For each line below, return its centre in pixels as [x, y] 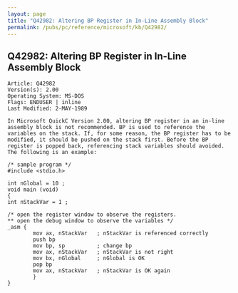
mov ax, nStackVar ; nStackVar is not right [103, 252]
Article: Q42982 [31, 84]
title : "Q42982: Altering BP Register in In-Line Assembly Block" [108, 21]
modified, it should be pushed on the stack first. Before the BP [108, 140]
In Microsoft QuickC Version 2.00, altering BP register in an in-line [116, 121]
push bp [44, 240]
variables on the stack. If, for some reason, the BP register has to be [119, 134]
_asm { [17, 227]
